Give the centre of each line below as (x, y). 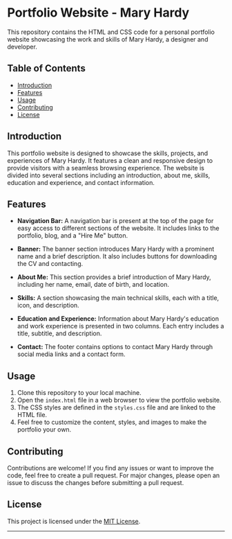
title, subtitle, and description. (59, 333)
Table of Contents (47, 68)
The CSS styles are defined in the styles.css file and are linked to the (116, 407)
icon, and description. (48, 306)
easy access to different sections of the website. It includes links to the (118, 228)
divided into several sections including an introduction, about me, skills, (109, 175)
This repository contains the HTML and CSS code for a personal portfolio (111, 32)
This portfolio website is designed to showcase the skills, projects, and (108, 153)
